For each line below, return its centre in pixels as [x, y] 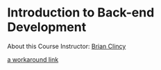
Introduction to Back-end [81, 13]
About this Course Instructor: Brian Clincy [67, 46]
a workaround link [33, 59]
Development [47, 27]
